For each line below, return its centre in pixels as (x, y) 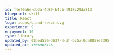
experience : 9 (19, 27)
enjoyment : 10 (19, 32)
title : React (18, 18)
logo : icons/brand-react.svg (34, 23)
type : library (19, 36)
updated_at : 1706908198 (29, 45)
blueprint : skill (23, 14)
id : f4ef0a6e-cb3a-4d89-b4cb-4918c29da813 (49, 9)
